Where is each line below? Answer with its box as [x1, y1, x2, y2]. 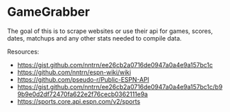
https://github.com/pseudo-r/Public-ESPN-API [17, 75, 150, 83]
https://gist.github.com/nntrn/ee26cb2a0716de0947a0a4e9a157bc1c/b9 [17, 82, 223, 91]
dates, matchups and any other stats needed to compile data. [7, 34, 182, 42]
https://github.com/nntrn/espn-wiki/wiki [17, 68, 131, 76]
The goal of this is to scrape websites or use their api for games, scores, [7, 27, 213, 35]
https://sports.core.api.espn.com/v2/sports [17, 97, 140, 105]
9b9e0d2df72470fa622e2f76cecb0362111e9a [17, 90, 148, 98]
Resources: [7, 47, 39, 56]
